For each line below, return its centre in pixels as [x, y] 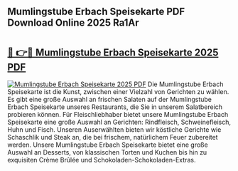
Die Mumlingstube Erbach [186, 84]
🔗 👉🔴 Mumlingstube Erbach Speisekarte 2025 [113, 52]
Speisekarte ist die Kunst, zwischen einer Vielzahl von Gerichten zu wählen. [118, 92]
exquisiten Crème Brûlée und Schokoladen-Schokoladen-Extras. [102, 160]
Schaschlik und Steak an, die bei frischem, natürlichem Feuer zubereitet [113, 137]
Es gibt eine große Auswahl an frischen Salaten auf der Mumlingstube [109, 99]
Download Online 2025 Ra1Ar [74, 23]
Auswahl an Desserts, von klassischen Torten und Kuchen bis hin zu [107, 152]
